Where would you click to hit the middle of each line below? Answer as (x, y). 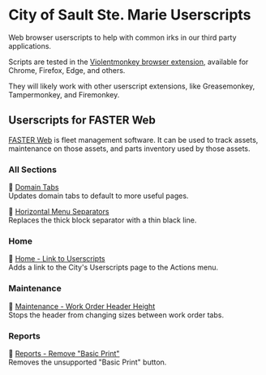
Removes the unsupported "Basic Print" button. (88, 362)
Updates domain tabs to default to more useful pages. (99, 196)
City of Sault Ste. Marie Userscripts (130, 15)
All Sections (32, 170)
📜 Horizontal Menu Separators (59, 212)
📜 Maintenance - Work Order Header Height (82, 306)
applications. (30, 45)
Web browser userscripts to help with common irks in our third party (122, 37)
